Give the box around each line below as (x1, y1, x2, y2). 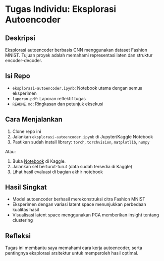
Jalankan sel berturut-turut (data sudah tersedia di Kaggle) (12, 163, 133, 169)
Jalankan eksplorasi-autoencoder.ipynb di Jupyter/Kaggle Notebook (12, 133, 153, 139)
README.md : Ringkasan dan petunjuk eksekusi (12, 101, 104, 107)
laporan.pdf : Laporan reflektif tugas (12, 95, 86, 101)
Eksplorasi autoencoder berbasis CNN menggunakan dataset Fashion (5, 47, 148, 53)
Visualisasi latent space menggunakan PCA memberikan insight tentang (12, 212, 160, 218)
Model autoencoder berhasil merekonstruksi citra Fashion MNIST (12, 196, 146, 202)
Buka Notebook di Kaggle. (12, 158, 66, 164)
